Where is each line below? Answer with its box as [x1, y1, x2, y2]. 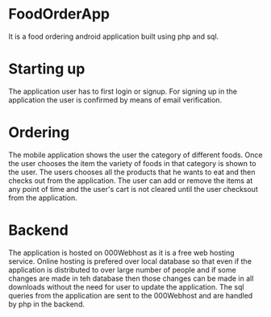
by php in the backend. [8, 299, 85, 309]
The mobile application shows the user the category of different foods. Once [8, 150, 263, 160]
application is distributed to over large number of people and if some [8, 265, 236, 274]
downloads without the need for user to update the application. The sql [8, 282, 244, 291]
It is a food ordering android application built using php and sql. [8, 31, 219, 41]
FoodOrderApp [8, 5, 110, 23]
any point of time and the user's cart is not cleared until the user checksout [8, 184, 258, 194]
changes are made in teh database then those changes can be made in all [8, 273, 254, 283]
